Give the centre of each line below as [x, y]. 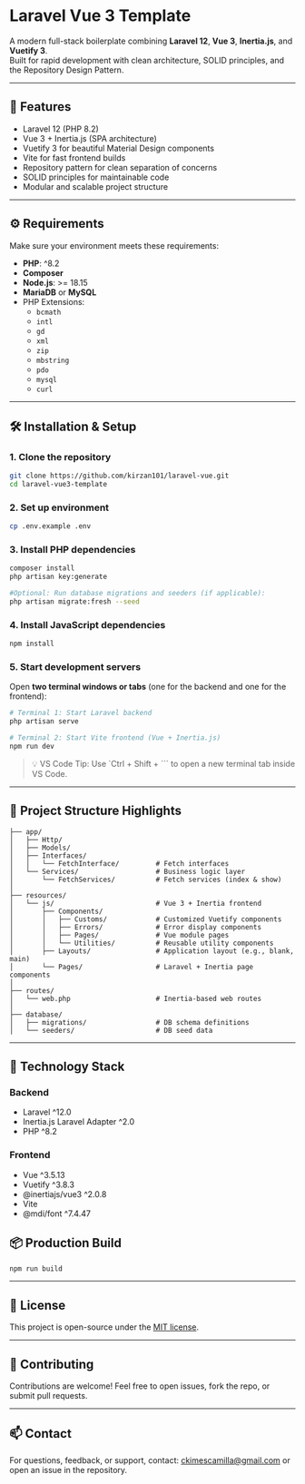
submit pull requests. [49, 1396]
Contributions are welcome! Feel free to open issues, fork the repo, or [140, 1386]
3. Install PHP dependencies [73, 550]
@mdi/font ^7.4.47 [56, 1214]
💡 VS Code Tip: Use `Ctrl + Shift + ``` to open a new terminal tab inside [163, 763]
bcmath [49, 312]
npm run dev [32, 747]
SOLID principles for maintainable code [96, 177]
